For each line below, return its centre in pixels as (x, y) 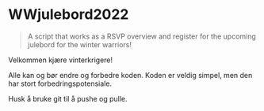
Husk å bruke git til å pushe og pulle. (68, 98)
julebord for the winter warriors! (80, 44)
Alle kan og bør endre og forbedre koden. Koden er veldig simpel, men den (130, 75)
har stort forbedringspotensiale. (60, 83)
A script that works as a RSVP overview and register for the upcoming (142, 36)
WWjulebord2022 (69, 15)
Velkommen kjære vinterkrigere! (61, 60)
